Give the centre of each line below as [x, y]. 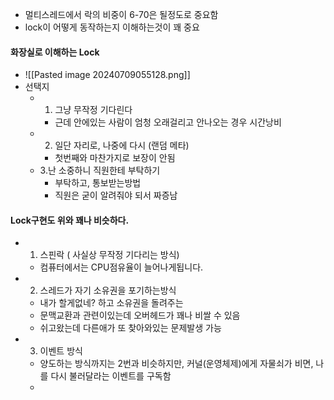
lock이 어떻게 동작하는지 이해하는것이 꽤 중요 [112, 27]
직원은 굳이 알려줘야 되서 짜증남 [116, 195]
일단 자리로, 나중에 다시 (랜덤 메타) [122, 145]
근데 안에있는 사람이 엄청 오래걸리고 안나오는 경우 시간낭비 [168, 122]
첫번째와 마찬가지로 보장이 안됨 [115, 158]
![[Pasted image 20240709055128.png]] [107, 75]
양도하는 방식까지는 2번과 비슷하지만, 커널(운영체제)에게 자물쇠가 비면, [176, 364]
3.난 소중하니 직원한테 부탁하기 [100, 170]
